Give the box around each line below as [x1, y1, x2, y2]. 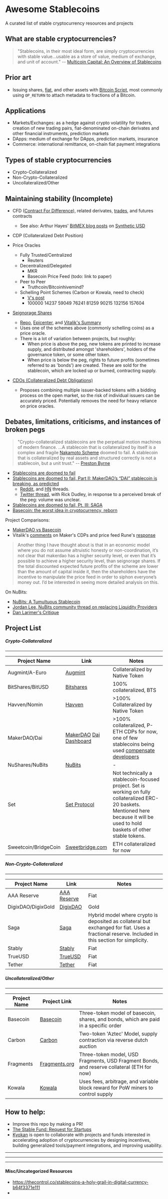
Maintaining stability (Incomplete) [5, 194, 113, 203]
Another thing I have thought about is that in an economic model [17, 542, 150, 548]
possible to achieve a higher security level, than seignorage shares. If [17, 558, 161, 564]
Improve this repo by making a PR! [12, 1121, 83, 1127]
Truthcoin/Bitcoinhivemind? [27, 284, 84, 290]
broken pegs [5, 426, 45, 434]
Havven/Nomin [7, 701, 43, 708]
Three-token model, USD [79, 1051, 139, 1058]
